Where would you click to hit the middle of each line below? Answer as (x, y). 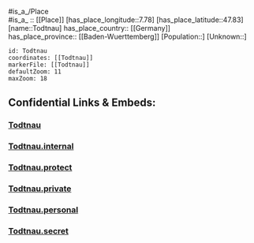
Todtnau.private (40, 189)
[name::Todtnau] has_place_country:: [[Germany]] (90, 28)
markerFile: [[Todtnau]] (49, 65)
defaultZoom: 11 (35, 72)
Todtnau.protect (40, 167)
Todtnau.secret (39, 230)
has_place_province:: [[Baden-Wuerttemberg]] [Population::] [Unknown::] (127, 36)
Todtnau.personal (43, 210)
